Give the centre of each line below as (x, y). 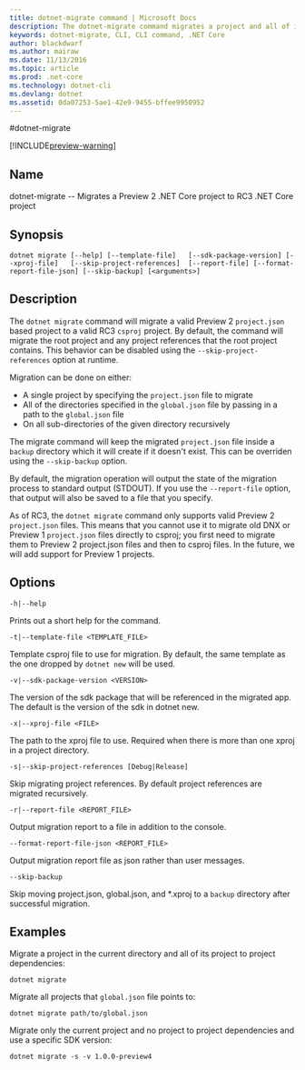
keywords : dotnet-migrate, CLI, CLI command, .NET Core (117, 35)
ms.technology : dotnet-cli (60, 85)
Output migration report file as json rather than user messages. (127, 860)
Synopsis (36, 234)
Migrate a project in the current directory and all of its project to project (143, 954)
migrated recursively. (49, 793)
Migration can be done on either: (71, 377)
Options (33, 583)
